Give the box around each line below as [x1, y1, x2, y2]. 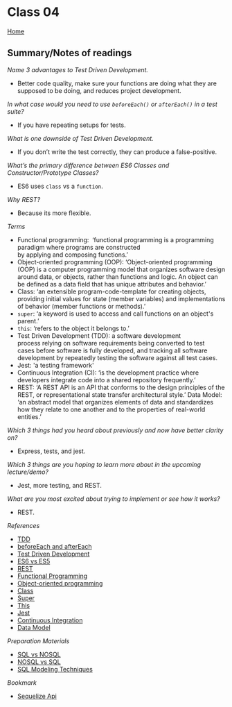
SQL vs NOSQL [17, 650, 61, 658]
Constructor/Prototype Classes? [7, 168, 99, 177]
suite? [7, 107, 24, 115]
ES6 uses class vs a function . [17, 182, 104, 190]
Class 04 [7, 4, 60, 20]
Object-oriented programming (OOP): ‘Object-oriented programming [17, 257, 213, 266]
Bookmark [7, 678, 37, 687]
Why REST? [7, 195, 41, 203]
